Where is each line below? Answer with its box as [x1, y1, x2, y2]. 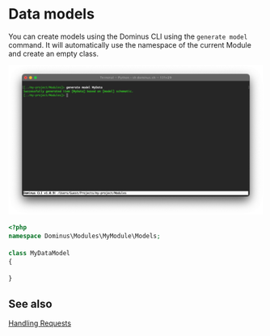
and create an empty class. [8, 48, 99, 58]
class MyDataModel [8, 249, 70, 257]
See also [8, 296, 53, 311]
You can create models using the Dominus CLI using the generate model [8, 31, 248, 41]
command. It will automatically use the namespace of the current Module [8, 40, 252, 49]
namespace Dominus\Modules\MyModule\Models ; [8, 232, 161, 241]
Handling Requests [8, 318, 71, 328]
